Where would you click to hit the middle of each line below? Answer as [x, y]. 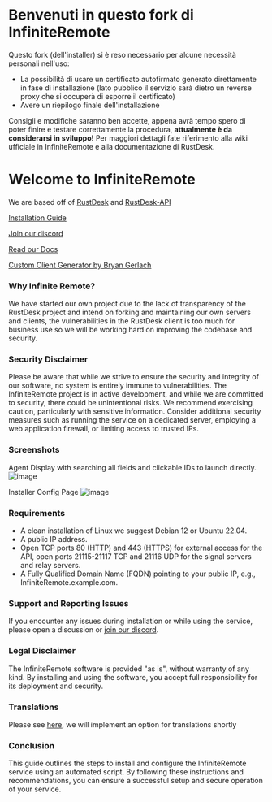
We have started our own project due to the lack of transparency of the [127, 304]
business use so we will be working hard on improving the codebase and [130, 330]
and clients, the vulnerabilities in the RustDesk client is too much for [122, 321]
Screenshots [34, 450]
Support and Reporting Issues [69, 603]
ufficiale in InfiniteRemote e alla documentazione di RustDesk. [112, 146]
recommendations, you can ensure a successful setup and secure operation [136, 781]
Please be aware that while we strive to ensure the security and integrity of [134, 377]
